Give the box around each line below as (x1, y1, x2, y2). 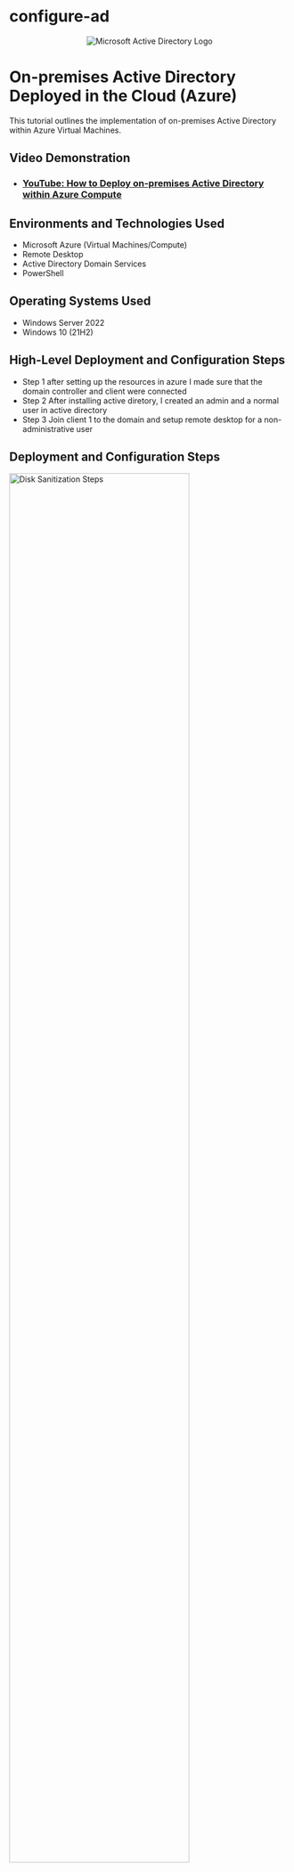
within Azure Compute (21, 189, 122, 201)
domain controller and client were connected (21, 386, 187, 396)
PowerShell (21, 268, 64, 278)
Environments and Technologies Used (9, 216, 225, 231)
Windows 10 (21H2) (21, 327, 94, 338)
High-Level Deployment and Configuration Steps (9, 353, 286, 368)
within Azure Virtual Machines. (9, 125, 122, 135)
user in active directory (21, 404, 108, 415)
